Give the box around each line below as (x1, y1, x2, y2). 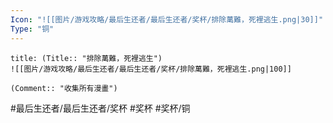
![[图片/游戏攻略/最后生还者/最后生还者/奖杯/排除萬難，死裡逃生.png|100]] (10, 64, 292, 74)
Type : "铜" (10, 24, 55, 34)
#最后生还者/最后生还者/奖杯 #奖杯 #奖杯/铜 (10, 102, 191, 114)
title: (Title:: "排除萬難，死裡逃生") (10, 53, 163, 63)
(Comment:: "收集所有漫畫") (10, 83, 118, 93)
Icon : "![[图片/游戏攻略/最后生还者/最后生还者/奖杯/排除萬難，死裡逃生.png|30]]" (10, 14, 324, 25)
